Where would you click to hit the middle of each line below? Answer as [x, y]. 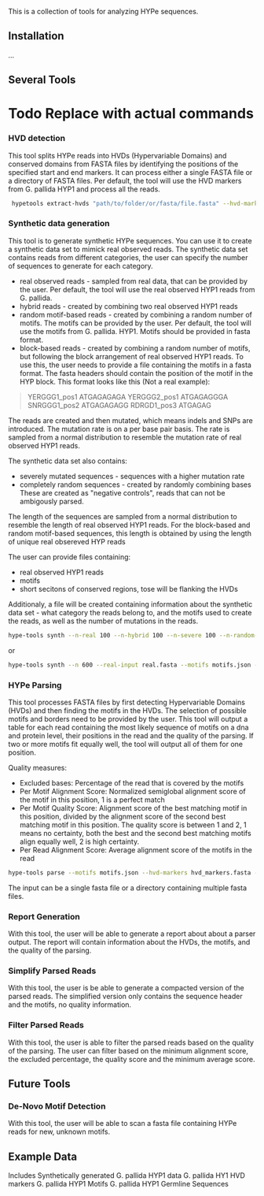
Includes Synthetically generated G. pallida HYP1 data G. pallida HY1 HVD [127, 1176]
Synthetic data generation [59, 224]
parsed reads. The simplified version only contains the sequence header [125, 997]
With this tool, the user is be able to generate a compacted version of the [126, 988]
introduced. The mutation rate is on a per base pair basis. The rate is [119, 429]
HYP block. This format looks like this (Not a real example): [115, 381]
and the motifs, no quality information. [70, 1005]
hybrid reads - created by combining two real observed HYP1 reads [128, 306]
